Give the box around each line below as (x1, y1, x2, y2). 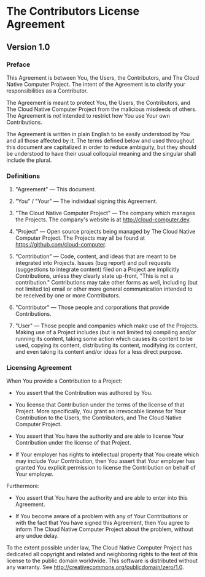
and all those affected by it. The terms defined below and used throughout (6, 137, 195, 144)
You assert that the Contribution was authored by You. (15, 389, 153, 397)
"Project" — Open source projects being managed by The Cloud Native (15, 228, 196, 235)
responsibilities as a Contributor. (6, 87, 88, 94)
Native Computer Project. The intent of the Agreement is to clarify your (6, 80, 185, 88)
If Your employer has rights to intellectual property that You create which (15, 451, 199, 458)
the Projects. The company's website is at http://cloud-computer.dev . (15, 216, 191, 223)
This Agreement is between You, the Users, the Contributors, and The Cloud (6, 74, 199, 81)
